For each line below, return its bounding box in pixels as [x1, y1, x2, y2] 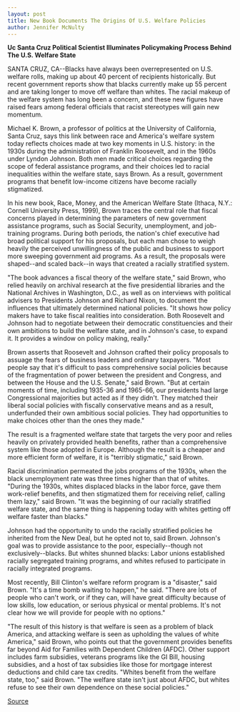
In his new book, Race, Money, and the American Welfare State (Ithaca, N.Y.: [7, 199, 233, 207]
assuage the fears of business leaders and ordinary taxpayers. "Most [7, 355, 211, 365]
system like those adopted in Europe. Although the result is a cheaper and [7, 445, 225, 454]
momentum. [7, 110, 43, 119]
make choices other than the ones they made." [7, 416, 145, 425]
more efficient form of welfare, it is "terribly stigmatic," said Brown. [7, 453, 204, 462]
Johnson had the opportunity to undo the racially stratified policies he [7, 526, 213, 535]
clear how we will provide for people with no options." [7, 608, 166, 617]
